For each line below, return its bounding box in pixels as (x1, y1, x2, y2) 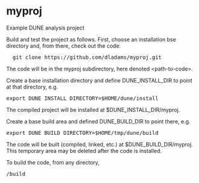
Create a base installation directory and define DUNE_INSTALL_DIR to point (6, 76, 192, 84)
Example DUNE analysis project (6, 24, 85, 31)
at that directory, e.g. (6, 83, 58, 90)
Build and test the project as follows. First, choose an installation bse (6, 36, 176, 43)
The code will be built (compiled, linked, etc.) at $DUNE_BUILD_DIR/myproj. (6, 140, 194, 148)
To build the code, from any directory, (6, 158, 100, 166)
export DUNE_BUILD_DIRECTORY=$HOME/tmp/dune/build (6, 129, 159, 136)
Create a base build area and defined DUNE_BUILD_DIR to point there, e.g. (6, 117, 191, 125)
